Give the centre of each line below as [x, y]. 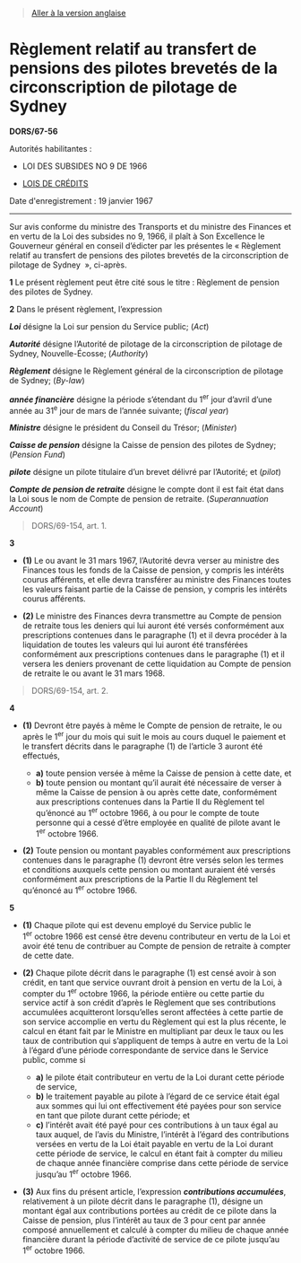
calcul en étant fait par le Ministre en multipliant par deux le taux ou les [153, 1031]
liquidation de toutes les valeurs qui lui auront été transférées [135, 645]
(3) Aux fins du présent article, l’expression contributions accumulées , [154, 1191]
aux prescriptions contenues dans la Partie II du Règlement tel [150, 802]
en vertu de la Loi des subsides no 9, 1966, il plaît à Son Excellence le [137, 236]
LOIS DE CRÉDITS [55, 183]
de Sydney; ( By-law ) [47, 380]
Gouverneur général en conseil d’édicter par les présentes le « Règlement [145, 245]
